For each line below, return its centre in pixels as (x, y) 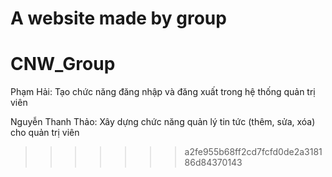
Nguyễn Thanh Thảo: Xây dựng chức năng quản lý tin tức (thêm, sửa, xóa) (163, 122)
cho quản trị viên (45, 133)
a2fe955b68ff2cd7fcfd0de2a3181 (253, 152)
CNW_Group (63, 64)
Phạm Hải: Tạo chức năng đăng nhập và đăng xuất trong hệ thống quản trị (163, 92)
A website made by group (118, 18)
